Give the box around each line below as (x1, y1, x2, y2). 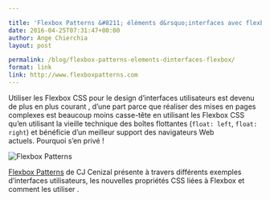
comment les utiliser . (8, 184, 80, 194)
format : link (8, 64, 52, 72)
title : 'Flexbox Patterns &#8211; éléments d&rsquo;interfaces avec (8, 19, 243, 27)
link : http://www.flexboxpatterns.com (8, 71, 138, 79)
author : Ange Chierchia (8, 34, 88, 42)
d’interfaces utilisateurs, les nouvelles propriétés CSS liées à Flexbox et (8, 175, 245, 185)
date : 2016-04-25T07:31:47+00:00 (8, 26, 121, 35)
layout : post (8, 41, 52, 49)
